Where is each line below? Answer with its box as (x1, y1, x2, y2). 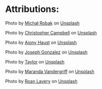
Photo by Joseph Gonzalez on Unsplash (5, 49, 88, 55)
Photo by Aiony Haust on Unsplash (5, 39, 77, 45)
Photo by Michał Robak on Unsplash (5, 20, 80, 26)
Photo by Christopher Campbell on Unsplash (5, 29, 97, 35)
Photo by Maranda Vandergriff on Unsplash (5, 68, 94, 74)
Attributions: (5, 3, 59, 15)
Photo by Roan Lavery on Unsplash (5, 78, 77, 84)
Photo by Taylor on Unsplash (5, 58, 65, 64)
